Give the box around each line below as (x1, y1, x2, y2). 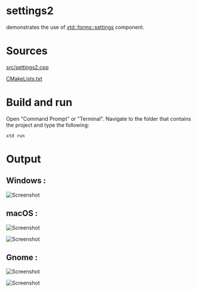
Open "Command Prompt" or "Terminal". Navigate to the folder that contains (6, 115, 191, 122)
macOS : (6, 208, 38, 218)
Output (6, 152, 41, 165)
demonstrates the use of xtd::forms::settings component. (6, 24, 145, 31)
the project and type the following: (6, 121, 89, 128)
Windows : (6, 175, 46, 186)
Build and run (6, 96, 72, 109)
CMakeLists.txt (6, 75, 42, 82)
